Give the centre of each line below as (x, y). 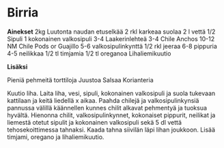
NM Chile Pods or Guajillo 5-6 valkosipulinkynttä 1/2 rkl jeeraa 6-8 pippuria (112, 46)
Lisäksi (17, 66)
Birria (23, 13)
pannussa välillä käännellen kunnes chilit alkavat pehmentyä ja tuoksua (107, 108)
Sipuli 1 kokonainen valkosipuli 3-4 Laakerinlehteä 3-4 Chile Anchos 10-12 (111, 38)
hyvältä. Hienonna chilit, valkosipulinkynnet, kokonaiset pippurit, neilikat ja (111, 115)
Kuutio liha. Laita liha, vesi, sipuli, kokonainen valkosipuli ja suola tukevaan (111, 93)
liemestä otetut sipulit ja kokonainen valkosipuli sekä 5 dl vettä (95, 122)
